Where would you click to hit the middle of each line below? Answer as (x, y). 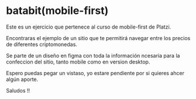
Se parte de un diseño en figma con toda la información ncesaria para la (93, 55)
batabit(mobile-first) (57, 11)
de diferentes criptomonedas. (42, 44)
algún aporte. (22, 79)
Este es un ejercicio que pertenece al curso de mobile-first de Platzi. (89, 27)
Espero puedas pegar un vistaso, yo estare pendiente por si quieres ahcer (95, 73)
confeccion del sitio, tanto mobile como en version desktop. (78, 62)
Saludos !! (18, 90)
